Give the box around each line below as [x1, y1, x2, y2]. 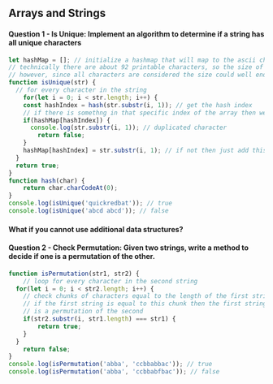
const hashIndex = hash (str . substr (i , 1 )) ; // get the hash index [23, 101, 253, 109]
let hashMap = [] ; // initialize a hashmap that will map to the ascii [8, 56, 256, 64]
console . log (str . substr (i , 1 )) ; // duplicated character [29, 123, 227, 132]
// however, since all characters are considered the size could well [8, 71, 253, 80]
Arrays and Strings [8, 6, 106, 20]
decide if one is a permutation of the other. [8, 252, 156, 261]
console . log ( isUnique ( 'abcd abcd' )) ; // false [8, 207, 169, 215]
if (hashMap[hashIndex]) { [23, 116, 111, 124]
